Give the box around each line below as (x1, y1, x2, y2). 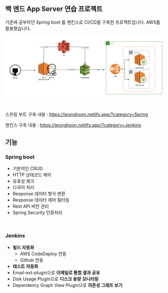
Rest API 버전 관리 (12, 203, 49, 209)
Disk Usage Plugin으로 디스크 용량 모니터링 (12, 276, 99, 282)
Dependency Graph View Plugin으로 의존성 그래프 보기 (12, 282, 123, 288)
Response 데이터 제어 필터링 (12, 197, 69, 203)
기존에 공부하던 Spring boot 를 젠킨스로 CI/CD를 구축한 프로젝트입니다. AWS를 (5, 19, 160, 25)
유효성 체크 (12, 178, 35, 184)
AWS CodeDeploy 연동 (20, 251, 67, 257)
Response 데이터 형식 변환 (12, 191, 65, 197)
